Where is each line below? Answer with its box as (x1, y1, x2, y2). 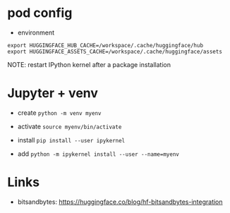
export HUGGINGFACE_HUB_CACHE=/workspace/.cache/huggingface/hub (7, 42, 203, 49)
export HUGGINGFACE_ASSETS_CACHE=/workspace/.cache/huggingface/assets (7, 48, 222, 55)
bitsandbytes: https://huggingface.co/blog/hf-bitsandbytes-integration (17, 197, 224, 206)
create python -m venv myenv (17, 108, 102, 117)
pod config (7, 5, 73, 21)
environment (17, 28, 55, 37)
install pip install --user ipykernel (17, 135, 126, 144)
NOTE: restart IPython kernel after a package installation (7, 60, 171, 68)
